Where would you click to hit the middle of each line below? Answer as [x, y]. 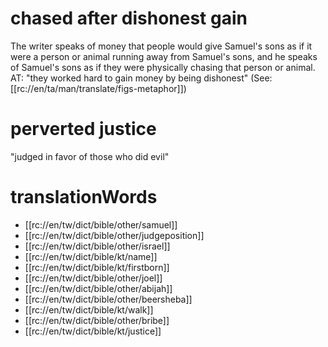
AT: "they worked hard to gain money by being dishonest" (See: [141, 78]
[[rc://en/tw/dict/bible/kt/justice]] [93, 331]
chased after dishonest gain [129, 18]
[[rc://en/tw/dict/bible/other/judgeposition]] [114, 235]
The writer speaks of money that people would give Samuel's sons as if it [161, 46]
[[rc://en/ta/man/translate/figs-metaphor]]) [98, 88]
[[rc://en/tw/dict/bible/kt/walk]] [89, 309]
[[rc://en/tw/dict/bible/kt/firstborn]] [97, 267]
